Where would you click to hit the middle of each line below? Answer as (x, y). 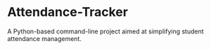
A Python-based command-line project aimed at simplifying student (105, 31)
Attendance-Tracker (68, 12)
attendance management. (45, 38)
